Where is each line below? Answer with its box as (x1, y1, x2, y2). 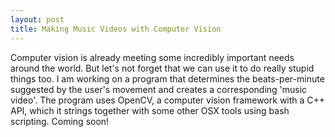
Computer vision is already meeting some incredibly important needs (10, 51, 295, 63)
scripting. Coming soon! (10, 115, 110, 127)
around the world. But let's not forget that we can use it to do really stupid (10, 62, 315, 74)
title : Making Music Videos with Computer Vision (10, 24, 222, 34)
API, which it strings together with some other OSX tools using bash (10, 104, 290, 116)
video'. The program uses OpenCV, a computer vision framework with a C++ (10, 94, 326, 106)
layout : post (10, 14, 65, 25)
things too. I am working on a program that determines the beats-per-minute (10, 72, 325, 85)
